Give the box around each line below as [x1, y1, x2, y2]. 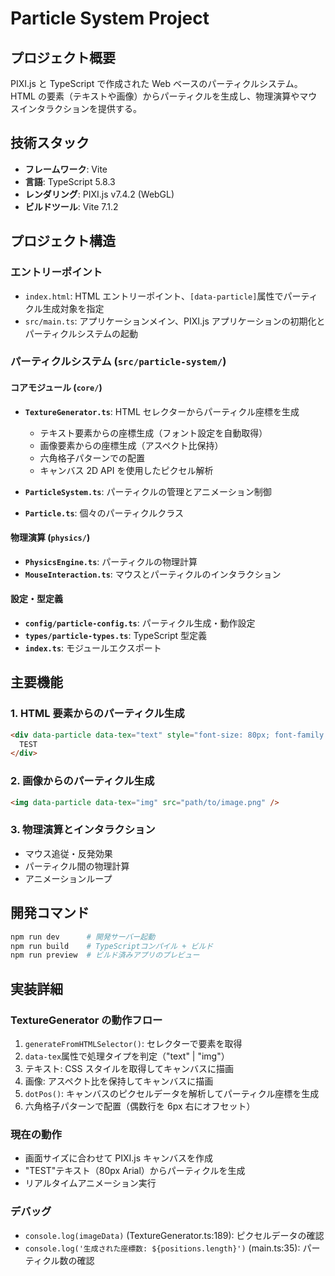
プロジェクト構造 [10, 233, 116, 250]
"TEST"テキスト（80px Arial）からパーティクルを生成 [24, 1165, 246, 1177]
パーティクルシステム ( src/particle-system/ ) [10, 355, 227, 369]
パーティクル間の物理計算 [24, 860, 130, 872]
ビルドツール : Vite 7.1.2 [24, 200, 119, 212]
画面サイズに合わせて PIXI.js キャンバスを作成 [24, 1152, 214, 1164]
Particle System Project [10, 7, 210, 30]
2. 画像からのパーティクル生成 [10, 774, 155, 788]
